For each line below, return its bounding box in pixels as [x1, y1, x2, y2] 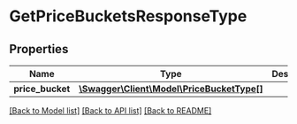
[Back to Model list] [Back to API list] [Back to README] [9, 105, 212, 116]
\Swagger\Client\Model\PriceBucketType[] [78, 82, 263, 95]
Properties [9, 42, 69, 57]
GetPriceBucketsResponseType [9, 6, 247, 27]
